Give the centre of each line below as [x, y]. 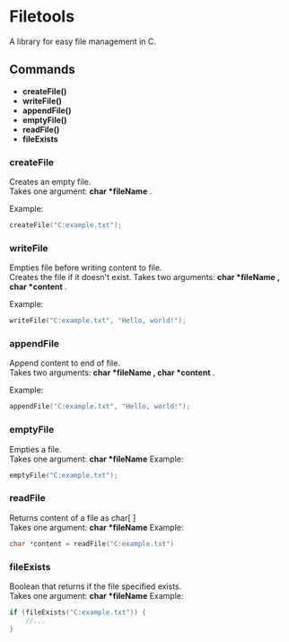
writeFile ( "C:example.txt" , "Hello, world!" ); [98, 321]
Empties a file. [35, 449]
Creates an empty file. [50, 182]
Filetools [42, 17]
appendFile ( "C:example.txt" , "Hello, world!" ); [100, 407]
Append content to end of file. [65, 363]
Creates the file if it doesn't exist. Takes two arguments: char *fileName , [144, 277]
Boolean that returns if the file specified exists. [96, 586]
